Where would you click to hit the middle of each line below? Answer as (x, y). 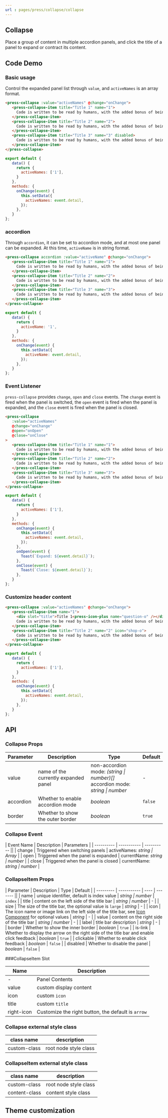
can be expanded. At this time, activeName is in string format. (68, 248)
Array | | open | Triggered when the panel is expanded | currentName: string (84, 856)
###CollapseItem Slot (27, 958)
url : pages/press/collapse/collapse (44, 10)
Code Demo (24, 63)
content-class (24, 1093)
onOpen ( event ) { (33, 551)
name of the (52, 772)
